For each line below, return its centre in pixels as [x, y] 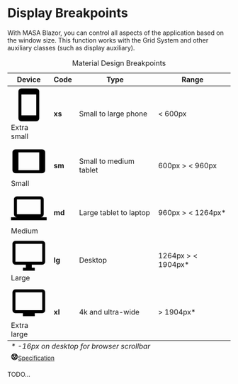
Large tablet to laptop [115, 213]
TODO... [19, 374]
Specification [36, 358]
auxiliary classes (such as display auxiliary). [71, 48]
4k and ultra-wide [109, 312]
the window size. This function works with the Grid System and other [108, 40]
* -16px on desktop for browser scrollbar [81, 346]
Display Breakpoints [68, 13]
